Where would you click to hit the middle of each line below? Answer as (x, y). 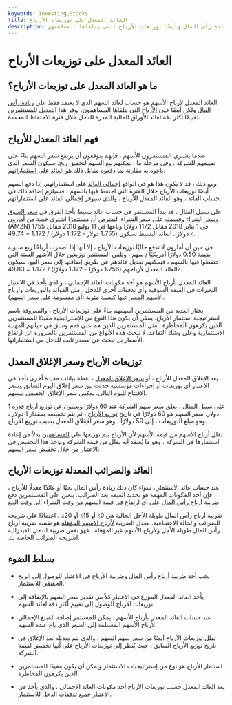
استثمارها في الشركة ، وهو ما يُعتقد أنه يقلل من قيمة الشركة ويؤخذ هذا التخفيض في (114, 442)
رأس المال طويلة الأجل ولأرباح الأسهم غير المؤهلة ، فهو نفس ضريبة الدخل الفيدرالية (114, 530)
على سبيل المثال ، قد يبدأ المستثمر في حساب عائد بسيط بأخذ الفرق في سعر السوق (115, 212)
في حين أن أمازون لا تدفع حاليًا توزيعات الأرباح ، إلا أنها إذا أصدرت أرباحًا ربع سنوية (110, 247)
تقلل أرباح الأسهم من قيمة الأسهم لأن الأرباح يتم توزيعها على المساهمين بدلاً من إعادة (115, 434)
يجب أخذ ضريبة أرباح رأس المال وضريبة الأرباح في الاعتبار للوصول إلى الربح (114, 576)
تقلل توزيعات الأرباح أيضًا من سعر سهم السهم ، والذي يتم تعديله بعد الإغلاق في (117, 638)
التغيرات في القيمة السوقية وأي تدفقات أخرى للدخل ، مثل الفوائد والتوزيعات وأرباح (113, 290)
